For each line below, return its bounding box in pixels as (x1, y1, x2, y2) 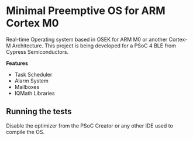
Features (6, 60, 28, 67)
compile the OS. (6, 128, 45, 135)
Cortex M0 (6, 16, 59, 30)
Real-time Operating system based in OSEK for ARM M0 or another (6, 36, 168, 43)
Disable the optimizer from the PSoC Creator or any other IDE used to (6, 122, 174, 129)
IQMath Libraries (14, 90, 55, 97)
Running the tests (6, 106, 72, 116)
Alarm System (14, 77, 49, 84)
